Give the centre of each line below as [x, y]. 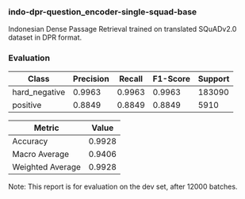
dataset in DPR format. [45, 37]
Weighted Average [47, 166]
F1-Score [171, 78]
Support [214, 78]
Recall [131, 78]
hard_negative [39, 92]
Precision [91, 78]
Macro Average [41, 154]
